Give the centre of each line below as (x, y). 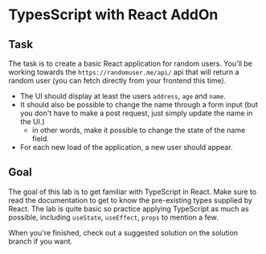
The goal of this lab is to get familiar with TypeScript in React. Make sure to (133, 192)
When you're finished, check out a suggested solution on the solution (123, 232)
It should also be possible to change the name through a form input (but (139, 105)
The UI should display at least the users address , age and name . (123, 96)
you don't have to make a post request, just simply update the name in (136, 113)
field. (41, 139)
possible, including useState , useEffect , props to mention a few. (113, 217)
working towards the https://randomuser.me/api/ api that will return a (124, 72)
